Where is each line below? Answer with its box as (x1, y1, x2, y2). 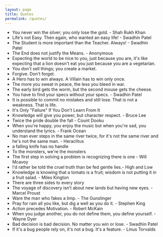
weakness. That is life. (12, 102, 57, 108)
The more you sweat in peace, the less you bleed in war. (12, 81, 126, 87)
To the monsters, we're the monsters (12, 149, 86, 155)
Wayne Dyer (12, 216, 37, 222)
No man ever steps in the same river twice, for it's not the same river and (12, 133, 159, 139)
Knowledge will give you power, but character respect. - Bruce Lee (12, 113, 146, 118)
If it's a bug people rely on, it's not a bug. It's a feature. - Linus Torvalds (12, 226, 156, 232)
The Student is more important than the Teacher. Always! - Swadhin (12, 40, 148, 46)
